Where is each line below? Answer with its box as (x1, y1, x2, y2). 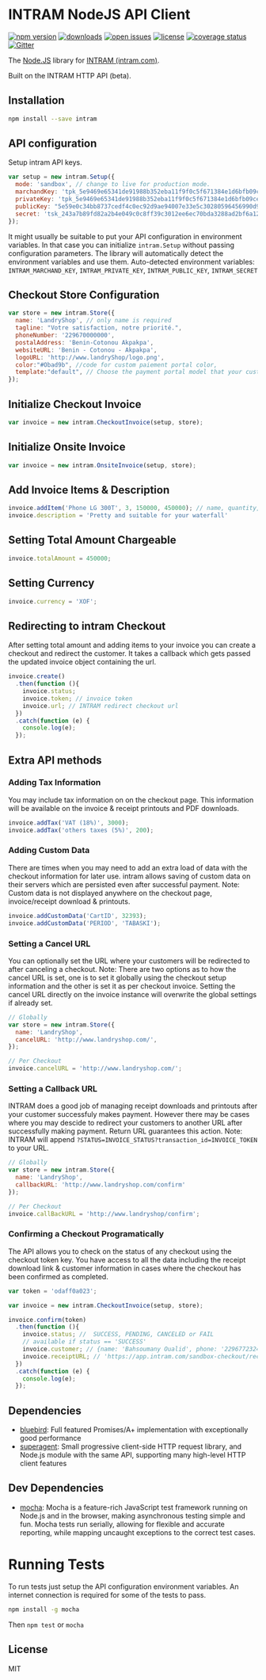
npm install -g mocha (8, 1606, 80, 1613)
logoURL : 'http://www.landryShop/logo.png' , (15, 353, 165, 361)
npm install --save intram (8, 115, 97, 123)
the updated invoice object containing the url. (8, 657, 157, 667)
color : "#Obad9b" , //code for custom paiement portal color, (15, 360, 218, 369)
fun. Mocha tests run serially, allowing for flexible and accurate (19, 1519, 226, 1529)
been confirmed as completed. (8, 1271, 108, 1281)
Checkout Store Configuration (8, 288, 160, 302)
